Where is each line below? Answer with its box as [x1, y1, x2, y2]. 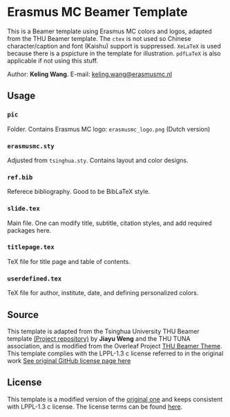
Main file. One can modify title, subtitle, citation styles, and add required [7, 219, 212, 227]
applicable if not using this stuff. [7, 56, 99, 64]
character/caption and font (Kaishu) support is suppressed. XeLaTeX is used [7, 42, 221, 50]
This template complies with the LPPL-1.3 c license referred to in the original [7, 349, 224, 357]
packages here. [7, 226, 52, 234]
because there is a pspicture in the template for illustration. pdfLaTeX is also [7, 49, 221, 57]
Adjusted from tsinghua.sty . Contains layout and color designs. [7, 156, 189, 164]
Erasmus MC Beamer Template [7, 4, 188, 20]
